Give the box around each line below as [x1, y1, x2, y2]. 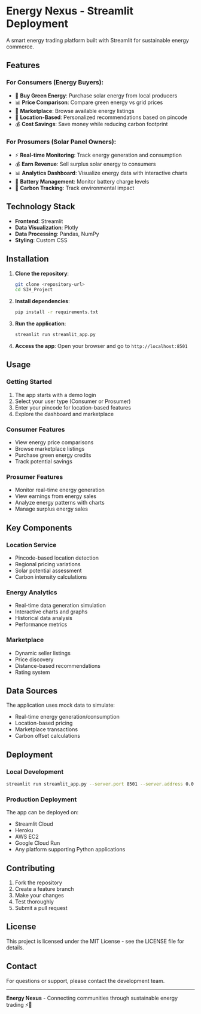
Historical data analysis [14, 615, 73, 622]
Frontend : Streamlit [14, 217, 63, 225]
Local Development [6, 767, 64, 775]
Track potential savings [14, 458, 73, 465]
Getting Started [6, 378, 52, 386]
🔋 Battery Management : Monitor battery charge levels [14, 178, 150, 185]
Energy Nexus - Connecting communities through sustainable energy [6, 994, 178, 1001]
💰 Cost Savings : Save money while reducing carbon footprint [14, 120, 168, 127]
